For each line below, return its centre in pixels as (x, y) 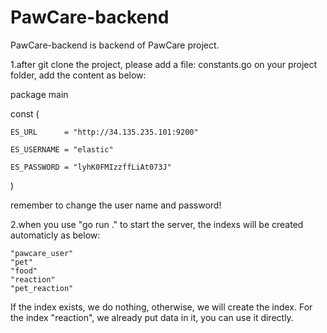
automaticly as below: (55, 235)
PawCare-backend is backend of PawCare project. (115, 45)
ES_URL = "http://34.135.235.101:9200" (104, 132)
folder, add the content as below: (78, 75)
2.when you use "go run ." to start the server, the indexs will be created (157, 224)
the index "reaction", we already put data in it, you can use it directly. (152, 317)
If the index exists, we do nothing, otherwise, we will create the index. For (161, 307)
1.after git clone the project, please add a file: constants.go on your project (164, 64)
